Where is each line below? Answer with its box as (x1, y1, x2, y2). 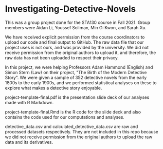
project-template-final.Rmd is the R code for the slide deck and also (5, 109, 141, 115)
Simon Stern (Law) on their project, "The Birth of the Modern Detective (5, 69, 147, 75)
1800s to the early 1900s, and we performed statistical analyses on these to (5, 79, 157, 86)
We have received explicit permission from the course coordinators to (5, 34, 145, 40)
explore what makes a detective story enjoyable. (5, 85, 102, 91)
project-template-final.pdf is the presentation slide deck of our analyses (5, 94, 149, 100)
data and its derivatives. (5, 139, 54, 145)
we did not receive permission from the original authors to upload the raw (5, 134, 152, 140)
